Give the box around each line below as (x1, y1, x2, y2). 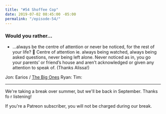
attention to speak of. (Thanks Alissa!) (12, 64, 90, 70)
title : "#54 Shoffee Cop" (5, 7, 58, 12)
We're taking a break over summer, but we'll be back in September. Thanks (5, 88, 158, 94)
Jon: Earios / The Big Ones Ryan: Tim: (5, 74, 83, 80)
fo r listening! (5, 93, 32, 99)
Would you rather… (5, 32, 53, 39)
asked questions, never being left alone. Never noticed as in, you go (12, 54, 151, 60)
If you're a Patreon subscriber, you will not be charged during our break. (5, 103, 152, 109)
